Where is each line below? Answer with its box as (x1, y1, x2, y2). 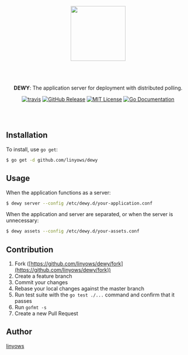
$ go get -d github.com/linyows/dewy (6, 157, 98, 163)
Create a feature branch (14, 272, 72, 280)
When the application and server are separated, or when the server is (6, 211, 173, 218)
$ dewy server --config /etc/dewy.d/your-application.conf (6, 200, 153, 206)
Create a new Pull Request (14, 310, 79, 317)
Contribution (6, 244, 54, 254)
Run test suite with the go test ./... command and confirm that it (14, 291, 175, 298)
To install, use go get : (6, 146, 58, 153)
